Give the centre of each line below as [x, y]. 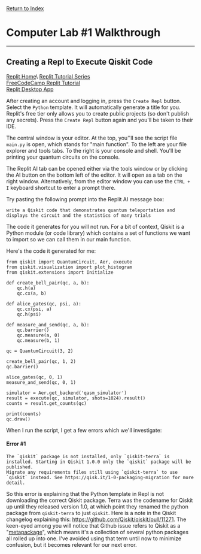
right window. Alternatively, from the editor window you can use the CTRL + [98, 181]
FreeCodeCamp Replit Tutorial [43, 83]
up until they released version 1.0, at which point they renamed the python [97, 506]
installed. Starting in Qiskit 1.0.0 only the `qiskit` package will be [99, 462]
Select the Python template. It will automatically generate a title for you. [93, 107]
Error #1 [16, 444]
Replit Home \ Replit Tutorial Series [48, 76]
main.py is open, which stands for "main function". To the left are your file [97, 144]
